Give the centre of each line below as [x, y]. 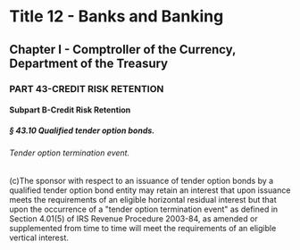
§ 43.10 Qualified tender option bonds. [82, 130]
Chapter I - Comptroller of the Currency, [123, 50]
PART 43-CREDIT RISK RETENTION [87, 88]
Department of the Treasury [89, 63]
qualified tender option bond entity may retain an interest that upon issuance [150, 190]
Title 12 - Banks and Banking [117, 17]
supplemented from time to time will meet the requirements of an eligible [143, 228]
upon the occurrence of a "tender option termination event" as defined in [144, 209]
